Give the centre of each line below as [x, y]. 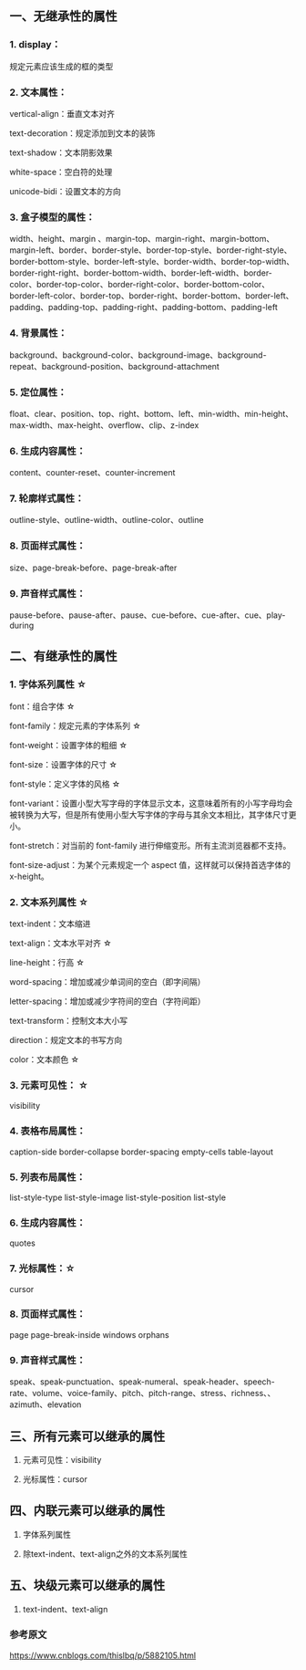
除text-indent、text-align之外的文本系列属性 [105, 1553]
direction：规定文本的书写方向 [66, 1040]
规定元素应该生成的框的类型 [61, 66]
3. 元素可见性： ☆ [49, 1085]
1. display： [35, 45]
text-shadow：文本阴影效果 [61, 152]
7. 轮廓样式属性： [47, 498]
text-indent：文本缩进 [50, 924]
